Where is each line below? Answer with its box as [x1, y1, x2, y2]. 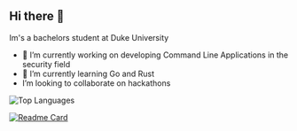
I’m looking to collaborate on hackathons [21, 77, 171, 89]
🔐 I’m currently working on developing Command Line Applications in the [21, 50, 289, 60]
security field [21, 58, 71, 69]
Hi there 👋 [9, 9, 65, 24]
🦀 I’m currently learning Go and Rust [21, 68, 155, 79]
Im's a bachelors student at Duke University [9, 32, 169, 42]
